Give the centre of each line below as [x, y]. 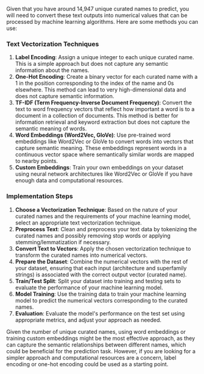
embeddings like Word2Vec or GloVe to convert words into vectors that [104, 142]
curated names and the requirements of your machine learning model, [103, 216]
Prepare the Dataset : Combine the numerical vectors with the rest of [101, 261]
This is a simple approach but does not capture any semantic [92, 64]
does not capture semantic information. [65, 96]
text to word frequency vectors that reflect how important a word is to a [105, 109]
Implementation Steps [40, 196]
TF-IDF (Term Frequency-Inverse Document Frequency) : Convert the [104, 102]
